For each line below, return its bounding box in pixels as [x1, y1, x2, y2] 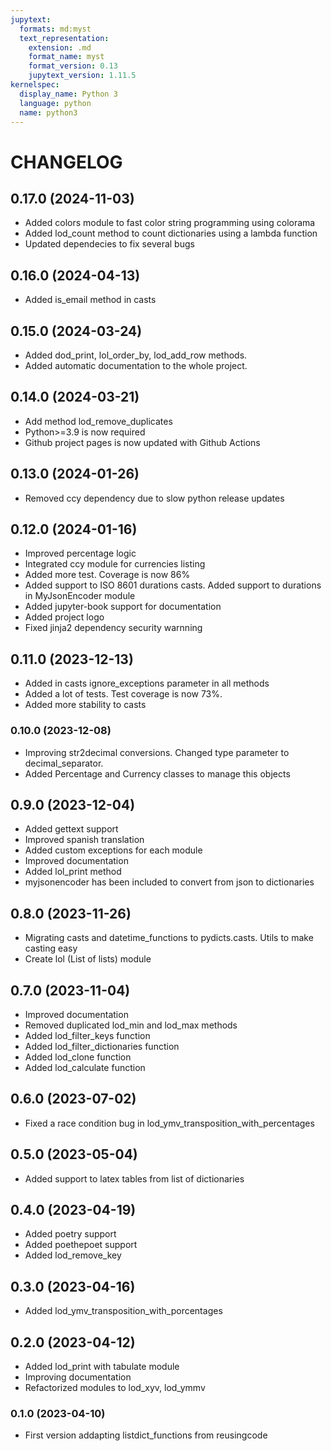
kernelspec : [10, 80, 60, 90]
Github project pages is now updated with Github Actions [24, 436, 261, 448]
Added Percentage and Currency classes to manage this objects [24, 767, 291, 780]
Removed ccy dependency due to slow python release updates [24, 492, 285, 504]
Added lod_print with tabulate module [24, 1361, 180, 1373]
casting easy [24, 942, 78, 955]
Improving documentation [24, 1371, 132, 1383]
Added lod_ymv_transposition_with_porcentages [24, 1305, 223, 1317]
